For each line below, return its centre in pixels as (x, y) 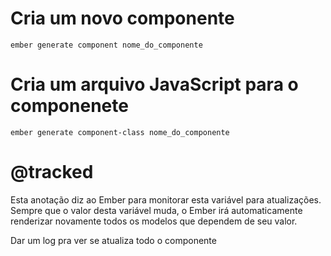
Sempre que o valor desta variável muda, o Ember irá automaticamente (156, 210)
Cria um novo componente (122, 18)
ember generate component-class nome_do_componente (120, 132)
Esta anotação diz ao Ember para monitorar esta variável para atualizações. (166, 199)
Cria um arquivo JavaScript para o (154, 84)
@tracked (52, 172)
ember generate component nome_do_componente (106, 45)
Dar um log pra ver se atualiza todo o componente (113, 240)
